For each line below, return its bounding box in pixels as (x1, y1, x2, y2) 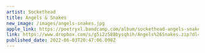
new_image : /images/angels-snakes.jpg (6, 20, 105, 26)
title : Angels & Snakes (6, 15, 67, 21)
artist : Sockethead (6, 9, 56, 15)
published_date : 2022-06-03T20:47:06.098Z (6, 37, 116, 43)
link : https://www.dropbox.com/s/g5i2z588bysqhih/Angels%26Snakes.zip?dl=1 (6, 32, 203, 38)
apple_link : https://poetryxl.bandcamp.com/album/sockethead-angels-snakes (6, 26, 203, 32)
